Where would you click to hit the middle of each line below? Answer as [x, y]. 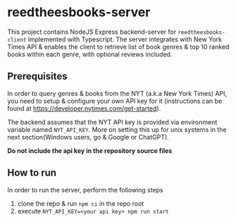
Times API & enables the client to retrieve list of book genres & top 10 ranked [118, 47]
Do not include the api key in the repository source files [90, 150]
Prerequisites [37, 76]
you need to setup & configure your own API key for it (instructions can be [115, 101]
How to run [32, 173]
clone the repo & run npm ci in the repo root [81, 203]
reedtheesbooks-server [79, 12]
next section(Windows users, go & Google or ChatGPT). [88, 137]
